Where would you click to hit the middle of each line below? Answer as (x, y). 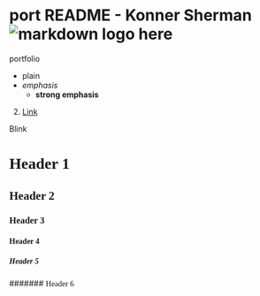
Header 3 (27, 220)
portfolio (25, 58)
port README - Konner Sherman (130, 15)
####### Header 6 (42, 283)
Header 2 (32, 196)
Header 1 (40, 164)
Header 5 (24, 261)
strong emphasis (67, 95)
